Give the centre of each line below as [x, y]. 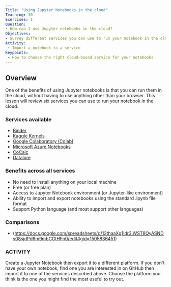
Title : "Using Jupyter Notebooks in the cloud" [57, 10]
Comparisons [22, 222]
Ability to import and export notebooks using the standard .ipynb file [84, 198]
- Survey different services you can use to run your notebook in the [82, 39]
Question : [16, 24]
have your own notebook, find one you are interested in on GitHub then [80, 268]
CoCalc [20, 152]
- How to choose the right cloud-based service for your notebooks [80, 57]
